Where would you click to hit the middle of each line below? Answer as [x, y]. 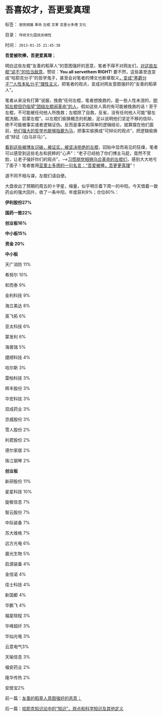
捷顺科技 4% [18, 357]
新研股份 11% [18, 481]
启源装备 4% [18, 564]
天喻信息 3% [18, 657]
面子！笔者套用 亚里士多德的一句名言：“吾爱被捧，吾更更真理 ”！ [73, 165]
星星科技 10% [19, 491]
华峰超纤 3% [18, 626]
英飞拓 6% [16, 316]
